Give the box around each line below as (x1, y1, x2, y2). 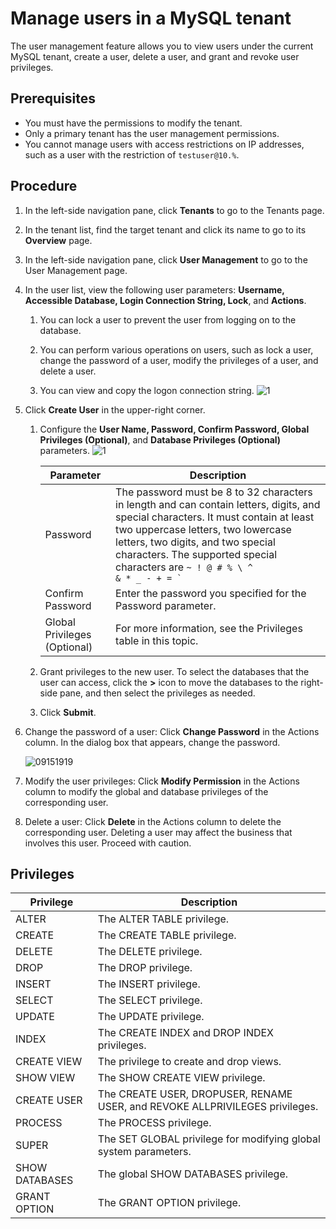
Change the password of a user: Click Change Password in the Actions (24, 725, 320, 737)
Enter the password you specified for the (115, 586, 307, 600)
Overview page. (24, 234, 93, 246)
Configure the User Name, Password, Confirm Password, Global (39, 423, 310, 435)
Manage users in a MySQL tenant (10, 7, 292, 30)
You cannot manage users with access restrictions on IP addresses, (24, 138, 305, 150)
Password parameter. (115, 598, 217, 612)
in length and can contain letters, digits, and (115, 497, 321, 511)
